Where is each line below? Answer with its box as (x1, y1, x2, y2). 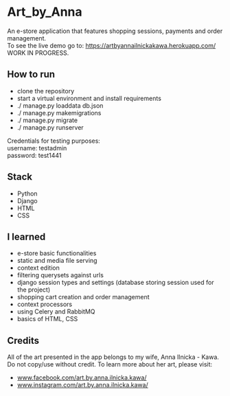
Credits (7, 334, 40, 347)
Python (16, 189, 38, 198)
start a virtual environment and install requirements (16, 94, 161, 102)
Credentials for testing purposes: (7, 137, 101, 145)
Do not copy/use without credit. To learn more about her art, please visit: (7, 360, 213, 369)
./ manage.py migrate (16, 116, 78, 124)
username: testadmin (7, 143, 67, 152)
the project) (16, 286, 50, 294)
